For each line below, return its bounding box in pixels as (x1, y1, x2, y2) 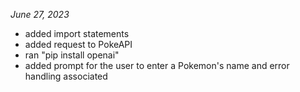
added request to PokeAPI (24, 39, 133, 50)
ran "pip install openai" (24, 49, 120, 61)
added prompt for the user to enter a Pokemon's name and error (24, 60, 290, 71)
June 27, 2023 (10, 9, 70, 20)
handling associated (24, 70, 108, 82)
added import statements (24, 28, 130, 39)
